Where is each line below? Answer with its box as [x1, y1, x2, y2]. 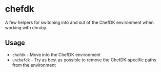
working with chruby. [5, 24, 48, 30]
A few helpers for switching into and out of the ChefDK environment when [5, 19, 154, 25]
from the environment [12, 62, 56, 68]
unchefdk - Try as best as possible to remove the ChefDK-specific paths [12, 57, 157, 63]
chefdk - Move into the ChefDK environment [12, 52, 101, 57]
